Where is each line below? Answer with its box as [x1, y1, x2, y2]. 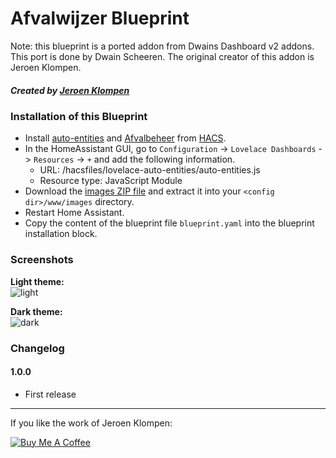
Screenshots [10, 253, 74, 267]
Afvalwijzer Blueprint [10, 7, 190, 30]
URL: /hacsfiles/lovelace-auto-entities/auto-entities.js [39, 164, 261, 176]
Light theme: [10, 275, 65, 287]
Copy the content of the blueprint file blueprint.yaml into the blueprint [24, 217, 315, 229]
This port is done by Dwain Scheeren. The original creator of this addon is [10, 50, 315, 62]
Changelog [10, 341, 65, 355]
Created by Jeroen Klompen [10, 84, 130, 96]
